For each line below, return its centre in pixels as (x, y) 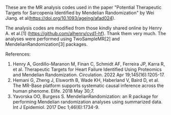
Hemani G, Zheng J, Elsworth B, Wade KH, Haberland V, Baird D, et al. (86, 80)
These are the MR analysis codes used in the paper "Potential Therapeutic (83, 7)
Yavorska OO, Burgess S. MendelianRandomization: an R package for (85, 96)
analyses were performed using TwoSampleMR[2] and (63, 39)
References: (18, 54)
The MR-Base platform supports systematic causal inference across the (88, 85)
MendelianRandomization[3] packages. (46, 44)
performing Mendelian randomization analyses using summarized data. (88, 102)
